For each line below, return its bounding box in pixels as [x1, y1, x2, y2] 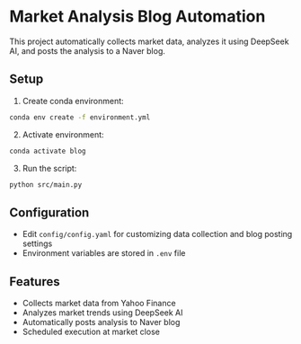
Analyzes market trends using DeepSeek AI [22, 307, 183, 318]
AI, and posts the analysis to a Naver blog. [9, 45, 166, 56]
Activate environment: [22, 128, 105, 140]
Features [9, 274, 60, 289]
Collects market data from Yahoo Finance [22, 298, 177, 308]
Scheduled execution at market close [22, 326, 160, 337]
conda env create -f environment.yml [9, 112, 151, 122]
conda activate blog [9, 146, 87, 155]
